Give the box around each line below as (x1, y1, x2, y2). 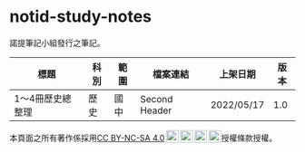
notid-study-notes (9, 6, 152, 27)
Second (140, 92, 173, 105)
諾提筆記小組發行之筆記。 (9, 37, 105, 48)
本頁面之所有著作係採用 (9, 132, 97, 143)
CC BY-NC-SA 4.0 (96, 132, 165, 143)
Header (140, 104, 172, 117)
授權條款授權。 (221, 132, 278, 143)
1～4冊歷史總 (14, 92, 72, 105)
